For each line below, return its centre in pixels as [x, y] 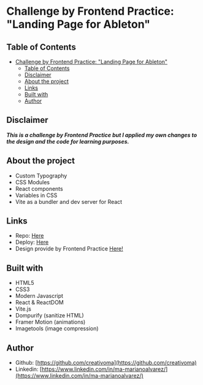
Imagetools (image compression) [57, 329]
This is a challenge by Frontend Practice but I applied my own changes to [102, 135]
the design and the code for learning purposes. [68, 141]
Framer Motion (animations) [50, 322]
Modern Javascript [39, 296]
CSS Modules [33, 182]
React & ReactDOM [40, 303]
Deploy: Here [32, 242]
